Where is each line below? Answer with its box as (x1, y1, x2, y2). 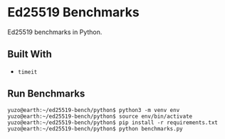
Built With (7, 48, 52, 60)
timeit (17, 68, 38, 75)
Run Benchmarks (7, 88, 85, 100)
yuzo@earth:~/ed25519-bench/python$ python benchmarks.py (7, 125, 183, 132)
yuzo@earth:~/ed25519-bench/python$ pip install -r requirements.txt (7, 118, 219, 126)
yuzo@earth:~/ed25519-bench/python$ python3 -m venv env (7, 106, 180, 113)
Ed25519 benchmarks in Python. (7, 28, 103, 36)
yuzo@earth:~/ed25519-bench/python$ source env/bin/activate (7, 113, 193, 120)
